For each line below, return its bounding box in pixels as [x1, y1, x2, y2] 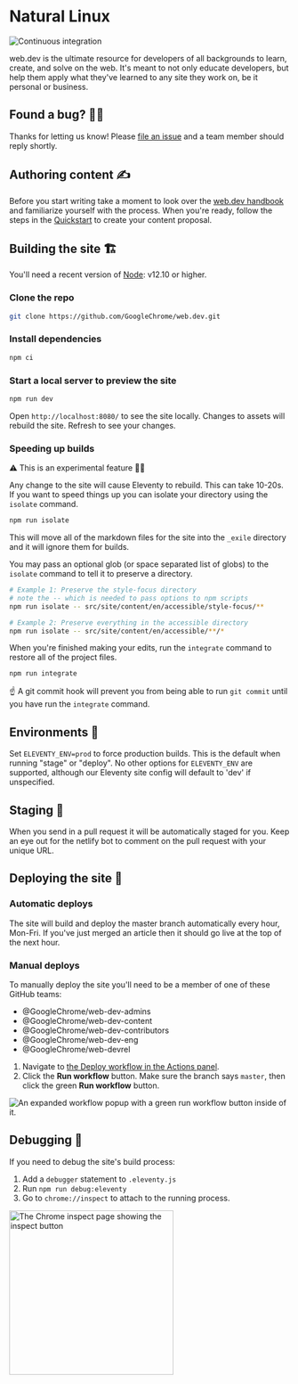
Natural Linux [9, 6, 111, 27]
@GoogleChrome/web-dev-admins [21, 1005, 151, 1017]
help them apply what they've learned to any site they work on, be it [9, 71, 258, 82]
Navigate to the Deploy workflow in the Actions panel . [21, 1061, 220, 1071]
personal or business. [9, 81, 89, 92]
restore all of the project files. [9, 652, 117, 663]
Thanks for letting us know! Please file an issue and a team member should [9, 131, 285, 142]
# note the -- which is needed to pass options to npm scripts [9, 594, 249, 602]
